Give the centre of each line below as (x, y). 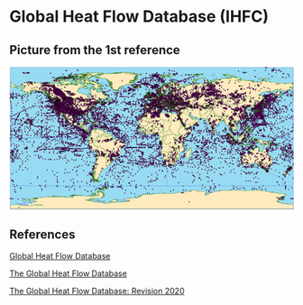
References (42, 235)
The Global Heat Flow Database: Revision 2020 (97, 291)
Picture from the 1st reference (95, 50)
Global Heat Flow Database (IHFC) (139, 17)
